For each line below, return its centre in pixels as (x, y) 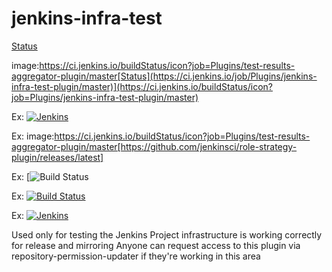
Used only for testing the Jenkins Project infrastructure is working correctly (167, 234)
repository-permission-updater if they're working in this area (136, 256)
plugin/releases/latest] (57, 157)
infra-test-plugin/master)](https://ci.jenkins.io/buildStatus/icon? (142, 86)
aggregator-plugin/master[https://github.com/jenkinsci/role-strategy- (154, 146)
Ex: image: (33, 136)
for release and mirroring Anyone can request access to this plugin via (156, 245)
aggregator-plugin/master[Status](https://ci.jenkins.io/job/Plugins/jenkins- (164, 76)
